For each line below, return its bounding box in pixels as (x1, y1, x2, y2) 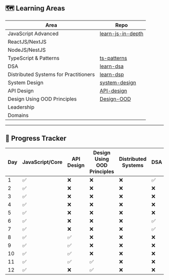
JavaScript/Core (22, 158, 63, 165)
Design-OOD (100, 95, 131, 102)
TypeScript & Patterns (8, 54, 59, 61)
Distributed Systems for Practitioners (8, 71, 95, 78)
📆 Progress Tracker (5, 134, 67, 143)
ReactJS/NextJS (8, 38, 47, 45)
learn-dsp (100, 71, 124, 78)
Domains (8, 112, 29, 119)
